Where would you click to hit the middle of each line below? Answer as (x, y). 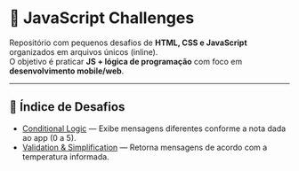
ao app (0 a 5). (49, 137)
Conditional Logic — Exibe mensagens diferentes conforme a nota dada (154, 128)
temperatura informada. (65, 156)
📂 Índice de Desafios (67, 107)
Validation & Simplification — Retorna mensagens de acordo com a (145, 147)
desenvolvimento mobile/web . (67, 71)
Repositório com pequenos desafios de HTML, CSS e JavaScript (128, 43)
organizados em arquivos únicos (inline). (84, 51)
